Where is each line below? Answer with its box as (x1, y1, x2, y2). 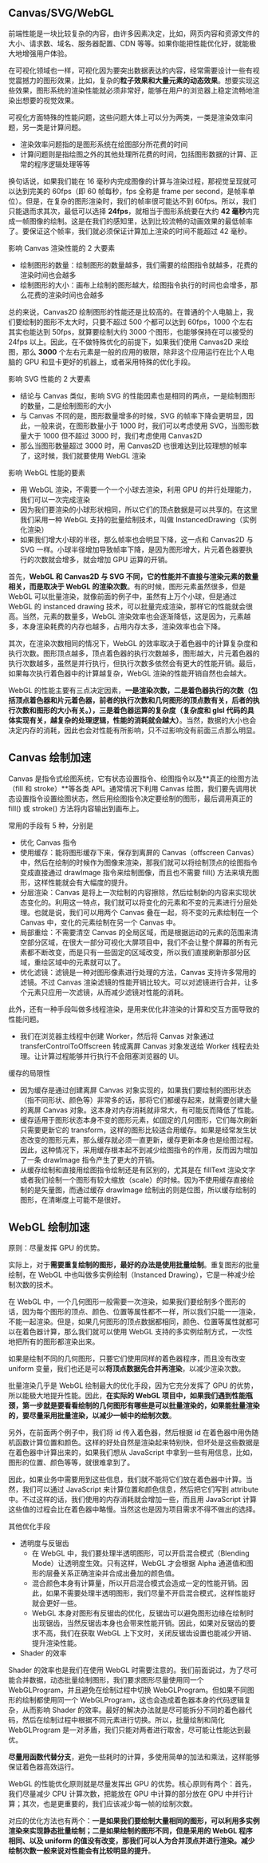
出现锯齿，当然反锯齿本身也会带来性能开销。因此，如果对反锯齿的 (31, 1619, 249, 1628)
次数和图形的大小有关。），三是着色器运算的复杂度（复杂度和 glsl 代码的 (14, 705, 247, 715)
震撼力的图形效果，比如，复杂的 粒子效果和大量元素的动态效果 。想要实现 (14, 75, 253, 85)
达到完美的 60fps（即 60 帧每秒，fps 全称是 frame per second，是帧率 (14, 186, 249, 196)
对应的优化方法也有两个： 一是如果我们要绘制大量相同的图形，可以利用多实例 (8, 1816, 260, 1825)
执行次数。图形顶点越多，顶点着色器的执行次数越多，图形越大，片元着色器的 (8, 648, 260, 658)
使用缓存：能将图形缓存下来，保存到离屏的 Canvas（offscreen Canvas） (19, 847, 258, 857)
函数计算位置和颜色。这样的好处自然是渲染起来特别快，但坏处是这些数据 (14, 1437, 253, 1448)
